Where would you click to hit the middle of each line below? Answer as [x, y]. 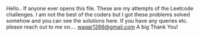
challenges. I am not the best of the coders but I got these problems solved [98, 15]
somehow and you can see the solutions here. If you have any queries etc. [97, 21]
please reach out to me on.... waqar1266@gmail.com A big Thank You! [92, 27]
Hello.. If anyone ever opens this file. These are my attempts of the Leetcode [100, 8]
